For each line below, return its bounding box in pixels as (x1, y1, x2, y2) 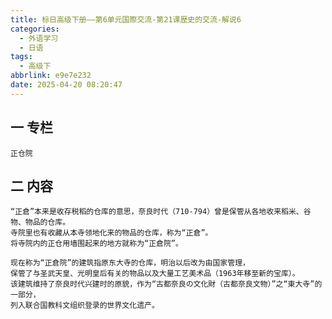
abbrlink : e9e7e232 (10, 71, 92, 81)
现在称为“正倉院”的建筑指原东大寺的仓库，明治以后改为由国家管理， (10, 258, 250, 268)
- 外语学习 (19, 33, 59, 43)
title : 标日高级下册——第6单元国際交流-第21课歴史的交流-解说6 (10, 14, 242, 25)
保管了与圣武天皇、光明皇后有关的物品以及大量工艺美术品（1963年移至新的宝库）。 (10, 269, 300, 279)
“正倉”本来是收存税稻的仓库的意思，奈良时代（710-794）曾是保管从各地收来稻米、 (10, 207, 304, 217)
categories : (10, 24, 60, 34)
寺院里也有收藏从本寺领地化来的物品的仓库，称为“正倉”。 (10, 228, 213, 238)
